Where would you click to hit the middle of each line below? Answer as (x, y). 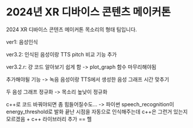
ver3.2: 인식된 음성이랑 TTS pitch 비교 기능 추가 (61, 54)
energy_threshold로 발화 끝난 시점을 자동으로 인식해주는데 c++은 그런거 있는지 (97, 112)
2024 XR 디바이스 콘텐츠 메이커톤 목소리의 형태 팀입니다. (71, 29)
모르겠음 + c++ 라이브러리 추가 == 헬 (49, 119)
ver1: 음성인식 (22, 42)
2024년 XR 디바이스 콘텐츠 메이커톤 (89, 12)
